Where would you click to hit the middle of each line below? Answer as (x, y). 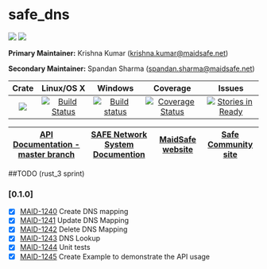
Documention (119, 154)
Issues (231, 88)
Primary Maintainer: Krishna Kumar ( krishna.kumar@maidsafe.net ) (118, 53)
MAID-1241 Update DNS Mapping (74, 220)
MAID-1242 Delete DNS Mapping (74, 229)
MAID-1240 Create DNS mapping (74, 212)
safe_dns (39, 15)
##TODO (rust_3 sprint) (46, 173)
